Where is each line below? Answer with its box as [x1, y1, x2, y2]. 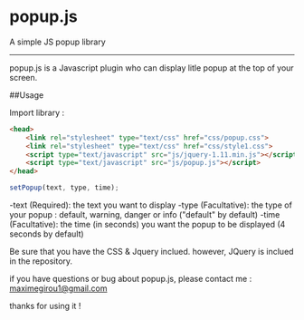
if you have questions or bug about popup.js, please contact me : [9, 274, 252, 285]
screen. [9, 72, 38, 82]
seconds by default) [9, 228, 84, 239]
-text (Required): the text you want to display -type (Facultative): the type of [9, 199, 292, 210]
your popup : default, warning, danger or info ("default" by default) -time [9, 209, 280, 220]
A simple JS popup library [9, 36, 106, 47]
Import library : [9, 107, 65, 118]
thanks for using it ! [9, 301, 81, 312]
